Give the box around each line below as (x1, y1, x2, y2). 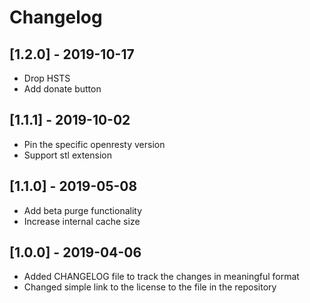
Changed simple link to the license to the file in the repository (23, 281, 277, 293)
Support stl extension (23, 149, 112, 161)
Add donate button (23, 83, 102, 95)
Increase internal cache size (23, 215, 141, 227)
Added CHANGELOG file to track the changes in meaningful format (23, 271, 300, 283)
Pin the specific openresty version (23, 138, 166, 150)
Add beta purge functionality (23, 204, 143, 216)
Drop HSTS (23, 72, 71, 84)
